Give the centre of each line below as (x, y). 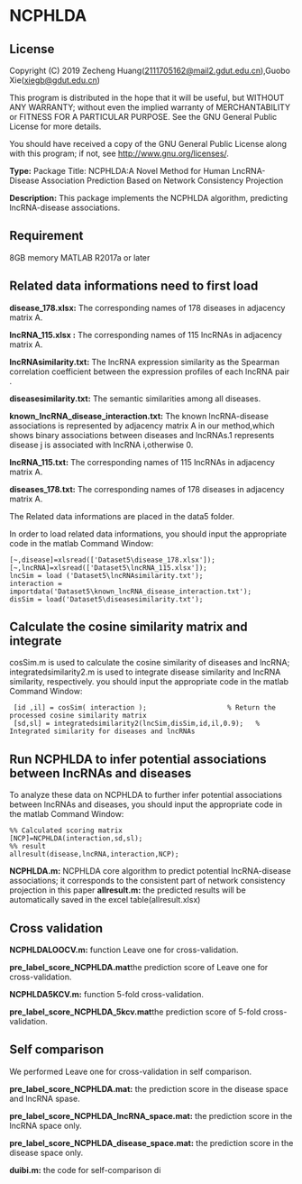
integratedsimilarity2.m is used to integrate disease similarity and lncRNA (145, 672)
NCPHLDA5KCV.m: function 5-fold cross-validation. (107, 995)
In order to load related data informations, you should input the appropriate (148, 534)
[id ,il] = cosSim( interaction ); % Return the (145, 708)
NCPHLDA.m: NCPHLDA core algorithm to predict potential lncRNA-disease (150, 871)
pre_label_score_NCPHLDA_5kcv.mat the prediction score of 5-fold (135, 1012)
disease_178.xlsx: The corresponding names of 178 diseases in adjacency (147, 307)
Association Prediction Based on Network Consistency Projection (162, 180)
